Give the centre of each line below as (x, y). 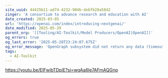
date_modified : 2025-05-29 (33, 28)
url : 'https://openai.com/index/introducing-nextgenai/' (66, 24)
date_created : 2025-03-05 (32, 19)
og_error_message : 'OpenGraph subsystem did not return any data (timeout (85, 47)
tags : (11, 51)
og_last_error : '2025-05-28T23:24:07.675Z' (51, 42)
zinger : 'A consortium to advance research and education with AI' (77, 14)
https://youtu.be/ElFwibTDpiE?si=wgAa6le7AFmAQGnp (62, 70)
